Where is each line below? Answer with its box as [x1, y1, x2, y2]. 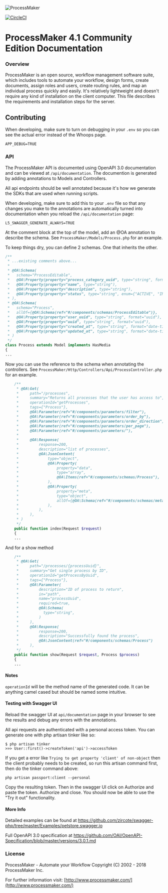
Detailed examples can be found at [5, 817, 77, 823]
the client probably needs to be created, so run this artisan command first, [5, 760, 158, 766]
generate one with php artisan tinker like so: [5, 732, 96, 738]
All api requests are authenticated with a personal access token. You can [5, 727, 155, 732]
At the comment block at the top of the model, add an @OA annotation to [5, 229, 155, 235]
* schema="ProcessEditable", [7, 273, 72, 278]
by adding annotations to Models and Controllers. [5, 175, 107, 181]
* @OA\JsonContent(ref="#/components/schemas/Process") [16, 638, 153, 644]
